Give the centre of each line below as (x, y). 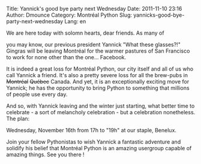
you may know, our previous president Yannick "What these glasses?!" (94, 45)
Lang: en (75, 21)
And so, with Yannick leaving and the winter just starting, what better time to (100, 106)
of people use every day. (37, 94)
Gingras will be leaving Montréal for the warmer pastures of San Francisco (98, 51)
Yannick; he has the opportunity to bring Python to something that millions (98, 88)
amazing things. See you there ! (46, 154)
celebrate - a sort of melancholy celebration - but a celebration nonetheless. (101, 112)
